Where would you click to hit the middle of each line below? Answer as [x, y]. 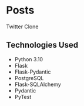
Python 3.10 [28, 59]
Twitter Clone [22, 26]
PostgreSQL [29, 78]
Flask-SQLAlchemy [38, 84]
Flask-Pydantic [33, 72]
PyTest [23, 97]
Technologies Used [42, 45]
